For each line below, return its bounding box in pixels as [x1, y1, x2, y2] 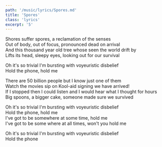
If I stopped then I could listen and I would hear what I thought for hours [5, 88, 157, 95]
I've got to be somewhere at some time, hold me [5, 115, 108, 121]
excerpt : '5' [5, 22, 33, 27]
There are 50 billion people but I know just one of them [5, 78, 122, 84]
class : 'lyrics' [5, 17, 40, 22]
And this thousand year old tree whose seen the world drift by [5, 47, 136, 53]
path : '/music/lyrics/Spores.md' [5, 7, 77, 13]
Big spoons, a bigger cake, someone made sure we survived [5, 94, 134, 100]
